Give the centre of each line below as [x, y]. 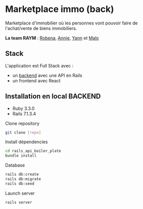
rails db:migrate [23, 179]
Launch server [20, 193]
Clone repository [22, 123]
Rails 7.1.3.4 [24, 114]
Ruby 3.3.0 [23, 108]
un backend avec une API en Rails [47, 75]
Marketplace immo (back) [60, 9]
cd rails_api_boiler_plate [33, 151]
